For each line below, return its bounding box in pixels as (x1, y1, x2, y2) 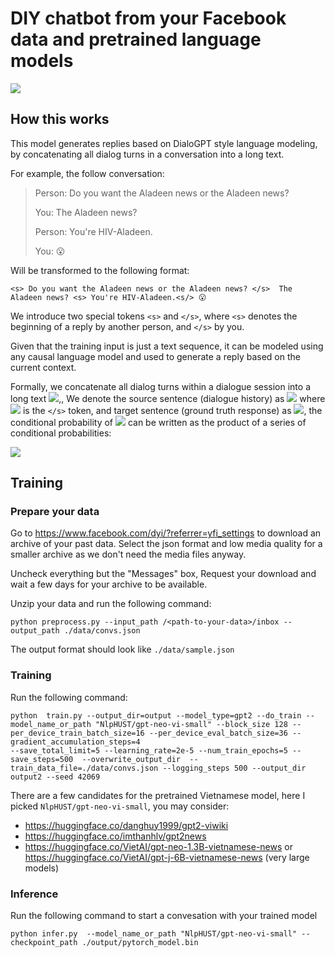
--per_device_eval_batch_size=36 (148, 728, 288, 738)
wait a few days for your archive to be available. (10, 578, 208, 591)
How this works (10, 111, 110, 128)
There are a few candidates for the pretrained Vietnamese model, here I (10, 789, 306, 801)
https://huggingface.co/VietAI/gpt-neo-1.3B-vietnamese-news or (24, 840, 293, 852)
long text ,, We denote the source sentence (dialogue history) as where (10, 392, 326, 404)
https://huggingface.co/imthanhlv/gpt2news (24, 830, 207, 842)
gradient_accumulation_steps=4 (10, 737, 141, 747)
